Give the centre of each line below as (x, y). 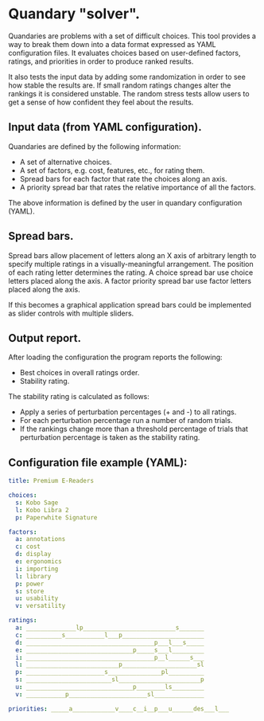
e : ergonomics (39, 562)
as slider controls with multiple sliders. (71, 313)
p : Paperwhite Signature (56, 517)
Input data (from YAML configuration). (105, 127)
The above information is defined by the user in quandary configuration (125, 202)
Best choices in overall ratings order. (80, 373)
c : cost (28, 547)
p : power (30, 584)
